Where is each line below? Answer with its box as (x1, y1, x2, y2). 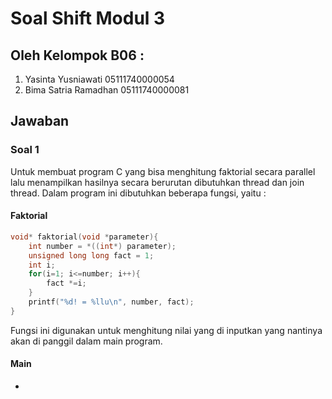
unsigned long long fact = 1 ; (28, 250, 155, 261)
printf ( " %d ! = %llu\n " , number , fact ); (28, 297, 195, 307)
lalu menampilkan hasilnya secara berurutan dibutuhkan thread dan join (10, 176, 305, 188)
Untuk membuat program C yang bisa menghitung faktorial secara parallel (10, 165, 316, 177)
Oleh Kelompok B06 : (10, 47, 145, 64)
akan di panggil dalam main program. (10, 335, 163, 347)
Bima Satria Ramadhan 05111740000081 (24, 84, 190, 96)
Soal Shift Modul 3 (10, 7, 166, 30)
